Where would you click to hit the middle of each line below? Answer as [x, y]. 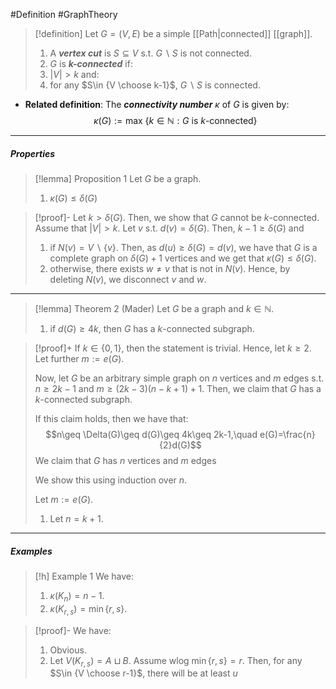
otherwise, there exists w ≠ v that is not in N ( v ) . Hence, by [170, 268]
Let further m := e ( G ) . [79, 358]
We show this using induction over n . [111, 480]
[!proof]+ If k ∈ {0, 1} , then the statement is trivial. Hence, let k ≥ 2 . [173, 348]
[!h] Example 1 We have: [84, 576]
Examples [31, 551]
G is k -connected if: [91, 63]
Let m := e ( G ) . [64, 499]
